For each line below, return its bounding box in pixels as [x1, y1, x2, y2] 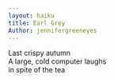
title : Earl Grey [8, 19, 66, 27]
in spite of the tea [8, 65, 66, 75]
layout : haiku [8, 11, 55, 20]
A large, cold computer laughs [8, 57, 107, 66]
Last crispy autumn [8, 49, 71, 58]
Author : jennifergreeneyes [8, 26, 97, 34]
